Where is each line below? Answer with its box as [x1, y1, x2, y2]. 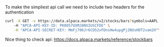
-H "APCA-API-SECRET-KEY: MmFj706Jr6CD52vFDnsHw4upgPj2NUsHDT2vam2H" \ [14, 28, 161, 32]
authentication [5, 9, 34, 15]
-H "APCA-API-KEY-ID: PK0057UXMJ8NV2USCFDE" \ [14, 23, 110, 28]
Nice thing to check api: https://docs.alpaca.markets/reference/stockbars [5, 36, 153, 42]
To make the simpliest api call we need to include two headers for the [5, 4, 145, 10]
